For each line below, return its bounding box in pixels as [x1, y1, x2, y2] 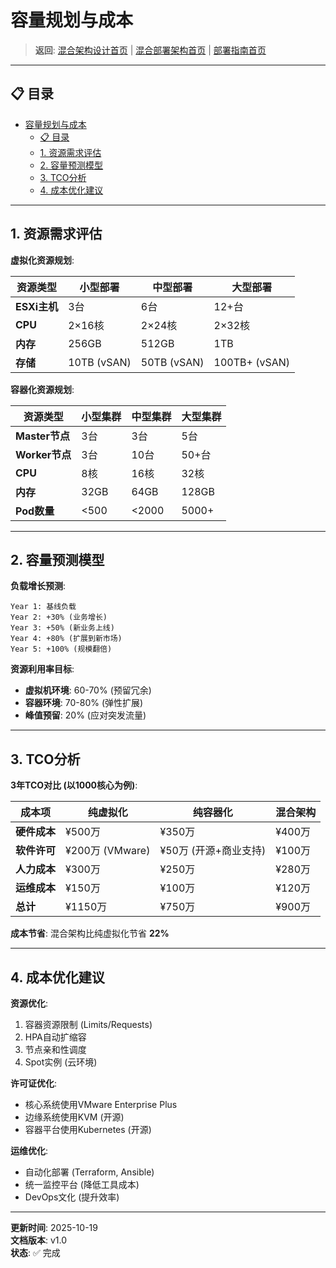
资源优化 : [10, 997, 49, 1009]
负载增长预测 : [10, 580, 67, 592]
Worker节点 [15, 447, 72, 461]
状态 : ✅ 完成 [10, 1247, 61, 1258]
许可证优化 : [10, 1077, 58, 1089]
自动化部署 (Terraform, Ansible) [24, 1166, 155, 1178]
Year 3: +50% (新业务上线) [10, 623, 115, 633]
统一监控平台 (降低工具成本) [24, 1179, 140, 1190]
